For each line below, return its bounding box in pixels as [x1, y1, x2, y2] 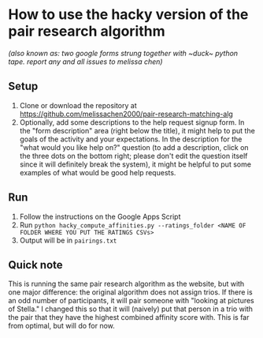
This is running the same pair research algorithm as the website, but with [8, 279, 245, 289]
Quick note [8, 258, 63, 272]
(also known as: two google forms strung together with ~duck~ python [8, 48, 239, 58]
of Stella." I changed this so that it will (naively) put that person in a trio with [8, 304, 254, 314]
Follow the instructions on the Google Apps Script [19, 212, 181, 221]
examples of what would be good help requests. [19, 167, 176, 177]
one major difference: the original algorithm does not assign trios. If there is [8, 287, 254, 297]
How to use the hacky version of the [8, 6, 249, 24]
